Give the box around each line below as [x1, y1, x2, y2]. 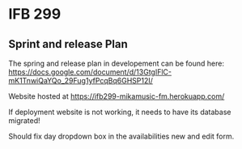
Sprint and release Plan [8, 37, 128, 51]
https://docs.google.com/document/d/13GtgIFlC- [8, 67, 172, 77]
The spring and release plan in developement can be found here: [8, 58, 225, 68]
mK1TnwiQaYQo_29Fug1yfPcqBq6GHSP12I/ [8, 76, 154, 85]
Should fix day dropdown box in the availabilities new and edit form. [8, 131, 235, 141]
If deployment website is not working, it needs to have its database [8, 107, 231, 117]
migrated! [8, 116, 40, 126]
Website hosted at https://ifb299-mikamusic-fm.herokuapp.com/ [8, 92, 225, 101]
